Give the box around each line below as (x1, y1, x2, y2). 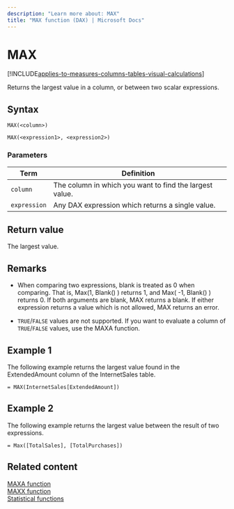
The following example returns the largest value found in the (7, 363, 180, 371)
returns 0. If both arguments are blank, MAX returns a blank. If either (17, 296, 214, 304)
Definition (121, 168, 155, 178)
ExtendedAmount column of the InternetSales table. (7, 370, 156, 379)
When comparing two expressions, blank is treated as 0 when (17, 281, 195, 289)
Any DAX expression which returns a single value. (53, 200, 216, 210)
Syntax (7, 103, 39, 115)
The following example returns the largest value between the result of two (7, 421, 219, 430)
